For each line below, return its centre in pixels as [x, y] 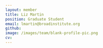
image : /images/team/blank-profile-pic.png [52, 33]
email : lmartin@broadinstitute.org [43, 24]
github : [13, 28]
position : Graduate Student [35, 19]
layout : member [21, 10]
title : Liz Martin [24, 14]
